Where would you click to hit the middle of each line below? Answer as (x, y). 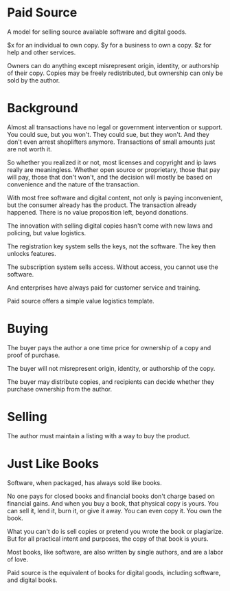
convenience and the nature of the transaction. (73, 184)
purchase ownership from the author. (59, 389)
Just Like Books (53, 463)
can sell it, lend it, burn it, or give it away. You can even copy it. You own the (114, 511)
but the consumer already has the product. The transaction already (102, 205)
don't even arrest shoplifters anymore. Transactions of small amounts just (111, 142)
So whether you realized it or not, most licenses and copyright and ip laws (112, 162)
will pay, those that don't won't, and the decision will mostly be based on (110, 177)
